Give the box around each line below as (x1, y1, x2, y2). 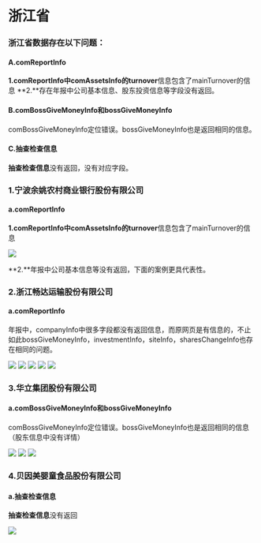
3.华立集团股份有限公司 (8, 382, 97, 393)
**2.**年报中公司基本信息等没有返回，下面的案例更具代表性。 (8, 264, 211, 274)
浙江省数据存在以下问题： (8, 37, 106, 48)
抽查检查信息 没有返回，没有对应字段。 (8, 163, 132, 172)
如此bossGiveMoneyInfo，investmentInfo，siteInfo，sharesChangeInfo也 (8, 335, 247, 344)
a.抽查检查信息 (8, 491, 57, 501)
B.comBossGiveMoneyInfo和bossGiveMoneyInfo (8, 105, 173, 114)
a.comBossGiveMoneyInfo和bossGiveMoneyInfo (8, 403, 172, 413)
